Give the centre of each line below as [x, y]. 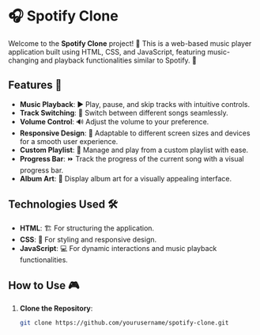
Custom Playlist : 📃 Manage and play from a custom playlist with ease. [134, 150]
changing [24, 60]
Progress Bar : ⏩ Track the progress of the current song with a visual [132, 158]
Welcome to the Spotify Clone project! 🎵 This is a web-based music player [130, 43]
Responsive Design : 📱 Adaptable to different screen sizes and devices [135, 133]
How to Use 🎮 [44, 286]
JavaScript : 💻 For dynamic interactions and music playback [118, 248]
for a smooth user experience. [69, 141]
